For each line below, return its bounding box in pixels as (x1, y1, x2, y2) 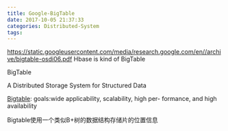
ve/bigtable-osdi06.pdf (7, 55, 73, 63)
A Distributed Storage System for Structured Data (7, 81, 147, 89)
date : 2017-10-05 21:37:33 (7, 16, 84, 23)
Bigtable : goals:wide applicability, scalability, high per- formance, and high (7, 95, 217, 103)
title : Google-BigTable (7, 10, 75, 17)
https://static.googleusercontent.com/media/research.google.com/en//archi (7, 48, 221, 56)
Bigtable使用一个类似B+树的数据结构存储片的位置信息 (7, 116, 159, 124)
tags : (7, 29, 23, 36)
